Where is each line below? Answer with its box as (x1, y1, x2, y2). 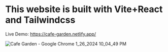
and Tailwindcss (5, 14, 76, 26)
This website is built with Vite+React (5, 4, 163, 15)
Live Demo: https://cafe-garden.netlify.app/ (5, 31, 96, 37)
